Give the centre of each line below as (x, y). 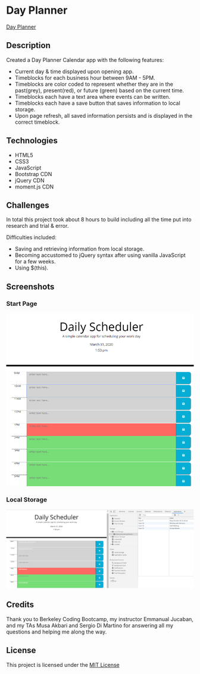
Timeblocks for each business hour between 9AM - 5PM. (85, 77)
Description (28, 46)
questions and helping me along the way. (57, 632)
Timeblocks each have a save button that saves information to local (97, 103)
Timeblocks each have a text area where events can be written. (93, 96)
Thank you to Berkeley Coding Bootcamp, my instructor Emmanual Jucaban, (100, 619)
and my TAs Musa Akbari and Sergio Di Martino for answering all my (90, 625)
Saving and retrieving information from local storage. (79, 249)
